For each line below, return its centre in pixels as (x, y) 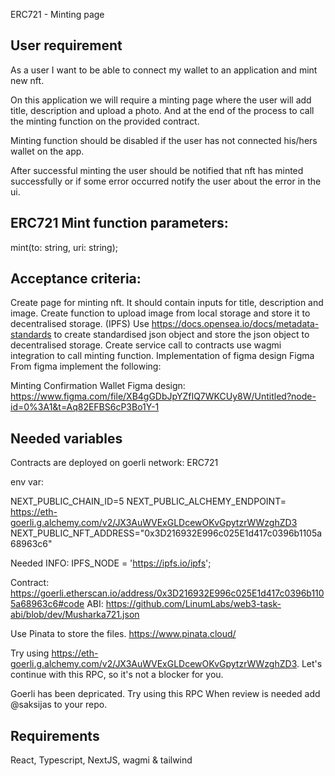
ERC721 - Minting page (57, 14)
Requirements (55, 735)
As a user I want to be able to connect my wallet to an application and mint (164, 70)
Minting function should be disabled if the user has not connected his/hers (164, 140)
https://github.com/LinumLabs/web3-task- (193, 604)
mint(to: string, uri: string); (64, 247)
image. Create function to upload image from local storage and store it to (160, 313)
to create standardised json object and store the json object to (181, 335)
